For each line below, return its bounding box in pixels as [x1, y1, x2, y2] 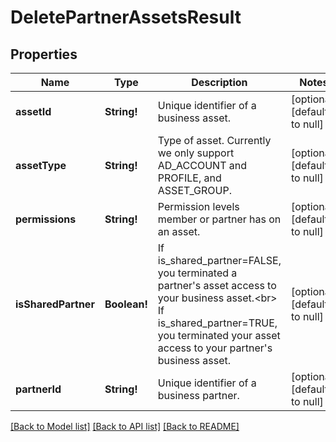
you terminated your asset [157, 329, 281, 342]
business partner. [157, 389, 240, 402]
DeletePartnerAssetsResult [10, 6, 242, 29]
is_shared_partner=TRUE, [157, 316, 278, 330]
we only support [157, 146, 235, 160]
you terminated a [157, 266, 238, 280]
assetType [15, 159, 67, 172]
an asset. [157, 225, 201, 238]
